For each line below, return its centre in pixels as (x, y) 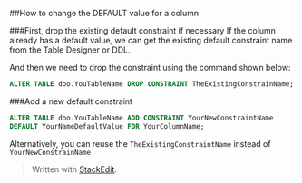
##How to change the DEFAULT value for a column (104, 13)
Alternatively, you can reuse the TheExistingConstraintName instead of (140, 143)
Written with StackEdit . (74, 169)
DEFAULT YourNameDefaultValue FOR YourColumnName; (107, 126)
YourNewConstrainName (50, 152)
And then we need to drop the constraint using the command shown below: (150, 67)
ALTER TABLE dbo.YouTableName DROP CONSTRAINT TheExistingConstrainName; (152, 84)
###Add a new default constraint (71, 101)
